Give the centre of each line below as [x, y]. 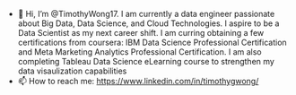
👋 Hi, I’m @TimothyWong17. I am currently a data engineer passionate [146, 14]
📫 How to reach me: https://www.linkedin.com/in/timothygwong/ [138, 81]
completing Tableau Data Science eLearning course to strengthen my [146, 61]
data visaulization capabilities [72, 71]
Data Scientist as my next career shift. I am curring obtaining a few [141, 33]
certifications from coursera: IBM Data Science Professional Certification [152, 42]
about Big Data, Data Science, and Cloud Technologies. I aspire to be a [148, 23]
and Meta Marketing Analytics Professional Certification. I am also [139, 52]
